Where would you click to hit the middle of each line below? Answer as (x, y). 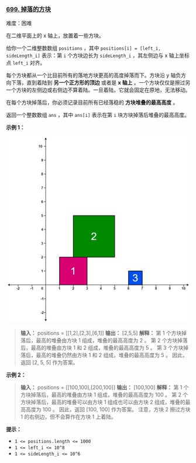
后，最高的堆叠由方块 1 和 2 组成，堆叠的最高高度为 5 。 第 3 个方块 (102, 348)
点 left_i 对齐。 (26, 63)
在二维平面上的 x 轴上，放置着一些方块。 (55, 36)
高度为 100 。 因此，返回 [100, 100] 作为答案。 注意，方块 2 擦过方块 (108, 410)
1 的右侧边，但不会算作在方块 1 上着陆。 (68, 417)
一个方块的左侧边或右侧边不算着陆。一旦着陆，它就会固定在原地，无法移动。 (98, 90)
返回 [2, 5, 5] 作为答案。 (49, 363)
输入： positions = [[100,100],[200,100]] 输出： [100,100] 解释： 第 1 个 (104, 387)
